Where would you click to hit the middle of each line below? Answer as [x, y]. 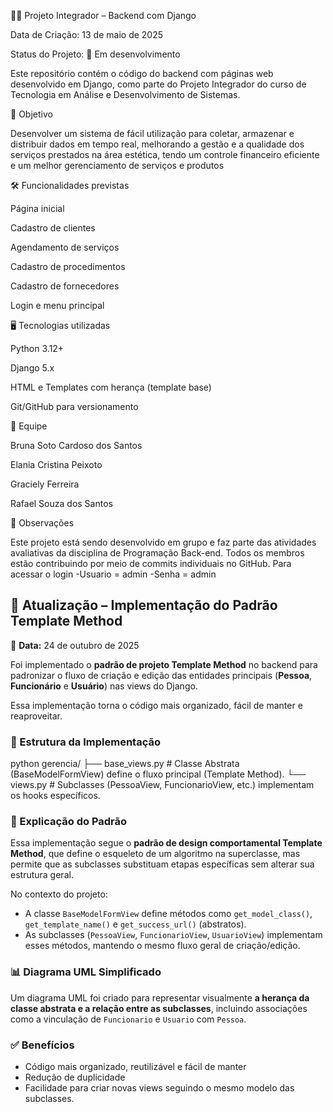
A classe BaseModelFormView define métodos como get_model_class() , [168, 914]
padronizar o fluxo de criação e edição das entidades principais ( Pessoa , [161, 675]
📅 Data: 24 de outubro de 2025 [75, 645]
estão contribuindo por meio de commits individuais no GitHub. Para [151, 563]
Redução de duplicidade [75, 1077]
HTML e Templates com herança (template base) [111, 387]
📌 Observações [42, 523]
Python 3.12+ [37, 348]
